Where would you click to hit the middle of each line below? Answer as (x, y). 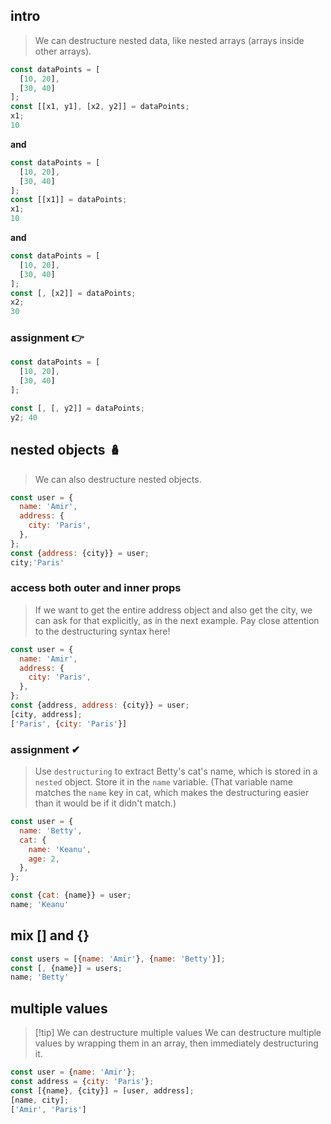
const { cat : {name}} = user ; (71, 895)
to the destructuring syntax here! (102, 631)
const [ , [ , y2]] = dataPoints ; (77, 408)
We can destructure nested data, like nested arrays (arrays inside (169, 40)
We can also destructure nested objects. (118, 479)
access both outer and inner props (96, 588)
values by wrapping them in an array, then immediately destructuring (176, 1043)
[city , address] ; (46, 714)
